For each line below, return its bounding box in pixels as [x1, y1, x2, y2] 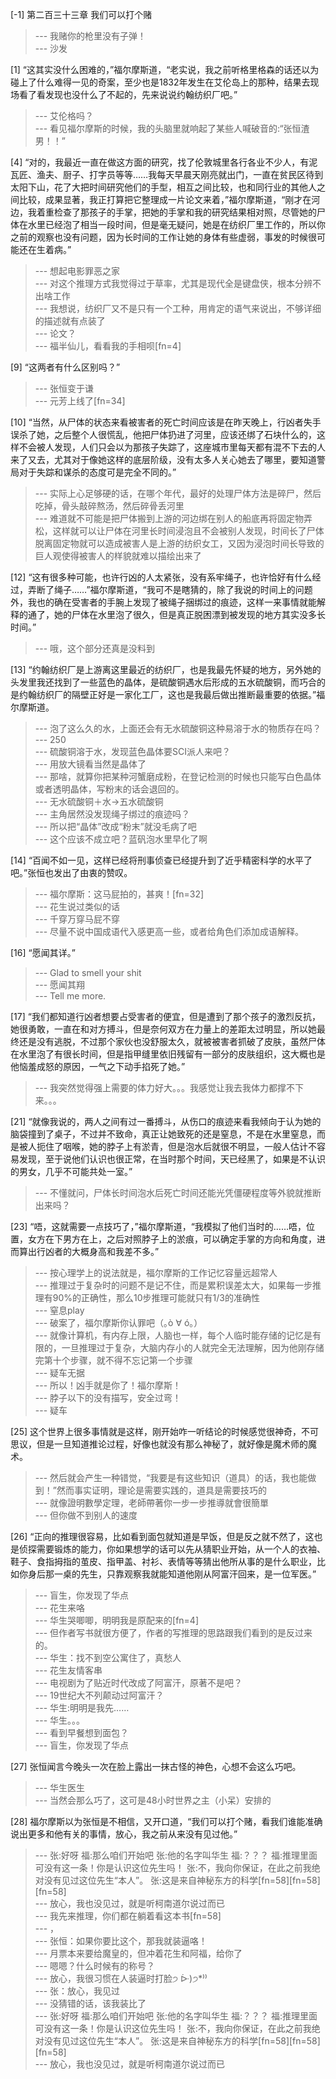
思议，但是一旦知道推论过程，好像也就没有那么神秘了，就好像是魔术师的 [10, 1438, 308, 1450]
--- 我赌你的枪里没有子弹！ [34, 30, 147, 42]
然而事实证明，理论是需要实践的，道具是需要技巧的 [56, 1484, 267, 1496]
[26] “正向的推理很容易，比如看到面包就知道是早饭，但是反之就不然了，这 [10, 1531, 315, 1542]
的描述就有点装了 [34, 315, 106, 327]
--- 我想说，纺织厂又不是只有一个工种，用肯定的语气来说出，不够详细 [34, 303, 322, 314]
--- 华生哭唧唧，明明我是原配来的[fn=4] [34, 1614, 200, 1626]
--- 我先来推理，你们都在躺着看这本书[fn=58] [34, 1910, 222, 1922]
